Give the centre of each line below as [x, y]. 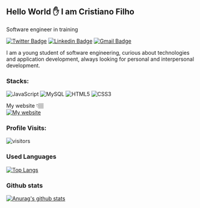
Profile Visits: [26, 128]
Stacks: [18, 81]
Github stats [25, 185]
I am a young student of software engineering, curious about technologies [98, 52]
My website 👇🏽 [25, 106]
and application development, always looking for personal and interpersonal [100, 59]
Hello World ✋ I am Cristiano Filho [70, 12]
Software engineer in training [42, 29]
